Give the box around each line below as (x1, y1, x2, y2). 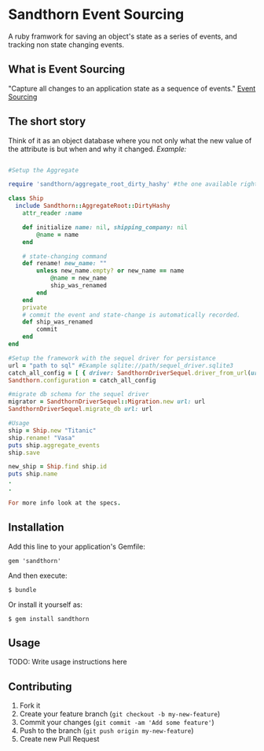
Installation (8, 521, 64, 535)
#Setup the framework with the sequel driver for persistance (8, 354, 216, 362)
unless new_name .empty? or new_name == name (36, 267, 185, 275)
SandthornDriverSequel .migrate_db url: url (8, 405, 153, 413)
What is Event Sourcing (8, 63, 126, 76)
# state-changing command (22, 252, 108, 261)
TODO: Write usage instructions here (8, 657, 127, 667)
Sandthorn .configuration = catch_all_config (8, 376, 156, 384)
